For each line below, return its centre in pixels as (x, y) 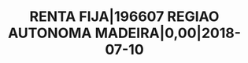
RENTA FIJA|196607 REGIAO (124, 17)
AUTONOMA (50, 33)
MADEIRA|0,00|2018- (168, 33)
